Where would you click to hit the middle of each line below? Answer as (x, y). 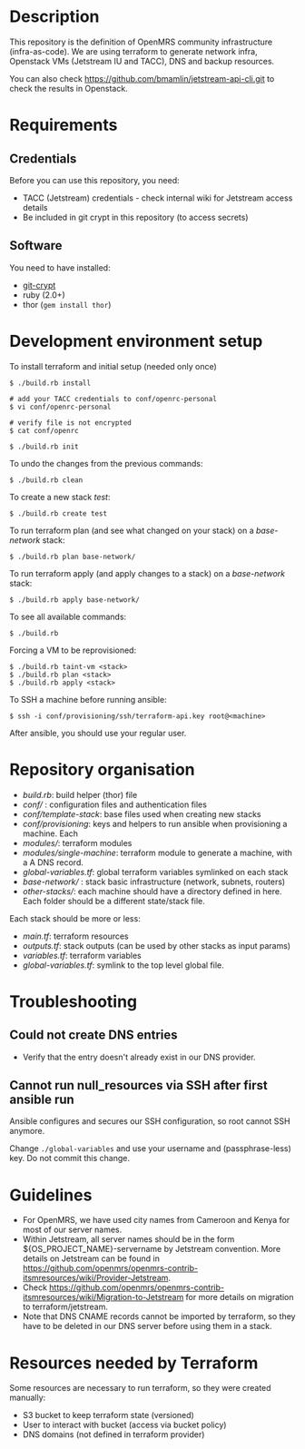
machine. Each (50, 833)
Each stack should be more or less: (75, 918)
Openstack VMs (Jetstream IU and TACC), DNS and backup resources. (142, 61)
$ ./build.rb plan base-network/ (73, 557)
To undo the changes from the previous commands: (106, 463)
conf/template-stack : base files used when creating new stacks (142, 813)
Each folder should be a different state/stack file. (114, 901)
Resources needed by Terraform (134, 1363)
